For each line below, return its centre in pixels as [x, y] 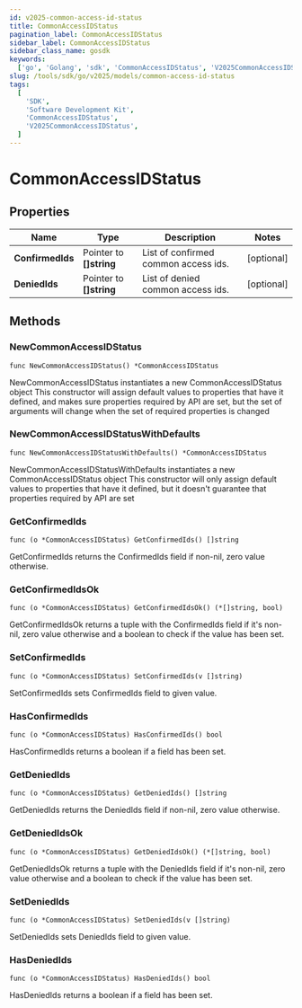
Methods [35, 321]
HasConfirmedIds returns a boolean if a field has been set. [118, 752]
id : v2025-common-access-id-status [76, 18]
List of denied [171, 278]
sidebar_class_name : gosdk [60, 51]
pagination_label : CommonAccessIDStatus [86, 34]
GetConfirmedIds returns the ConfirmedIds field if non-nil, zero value [137, 557]
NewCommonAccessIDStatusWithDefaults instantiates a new [122, 469]
